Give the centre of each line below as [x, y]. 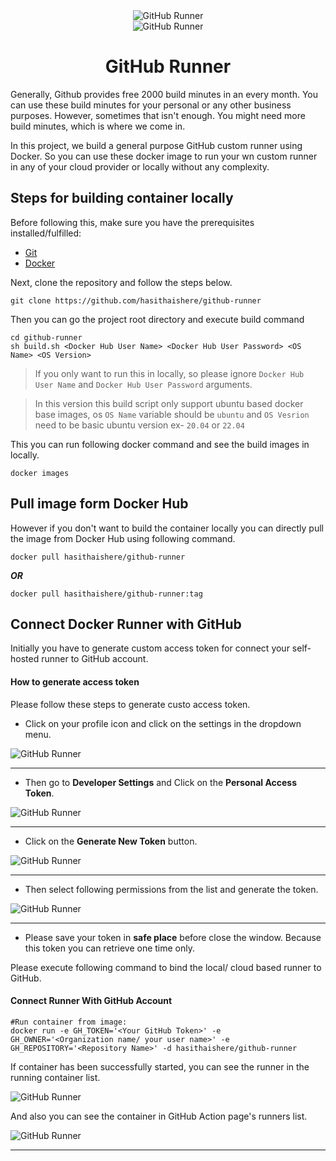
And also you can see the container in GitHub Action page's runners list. [159, 1116]
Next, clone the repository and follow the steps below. [121, 282]
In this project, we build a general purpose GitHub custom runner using [156, 145]
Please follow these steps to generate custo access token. [130, 704]
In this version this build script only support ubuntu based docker [169, 403]
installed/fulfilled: [46, 233]
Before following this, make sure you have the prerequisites [132, 222]
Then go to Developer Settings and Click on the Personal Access [161, 782]
